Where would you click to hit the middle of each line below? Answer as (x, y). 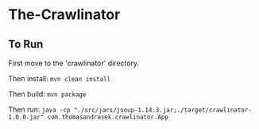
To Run (26, 44)
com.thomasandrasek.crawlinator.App (108, 117)
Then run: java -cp (39, 109)
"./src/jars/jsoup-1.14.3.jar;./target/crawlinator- (162, 110)
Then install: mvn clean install (60, 78)
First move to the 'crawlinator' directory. (74, 63)
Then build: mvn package (47, 94)
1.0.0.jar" (26, 117)
